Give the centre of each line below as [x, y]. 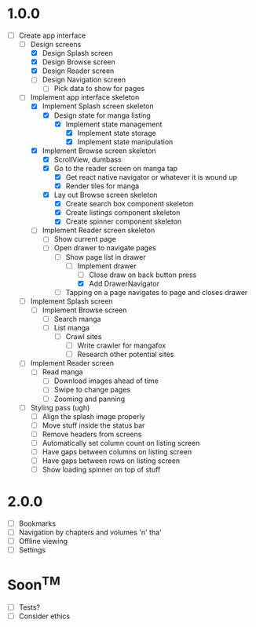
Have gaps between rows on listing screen [111, 461]
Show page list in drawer [106, 257]
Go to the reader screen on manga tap [116, 168]
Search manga [77, 319]
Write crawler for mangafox [122, 345]
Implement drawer [107, 266]
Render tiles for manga [102, 186]
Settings [32, 550]
